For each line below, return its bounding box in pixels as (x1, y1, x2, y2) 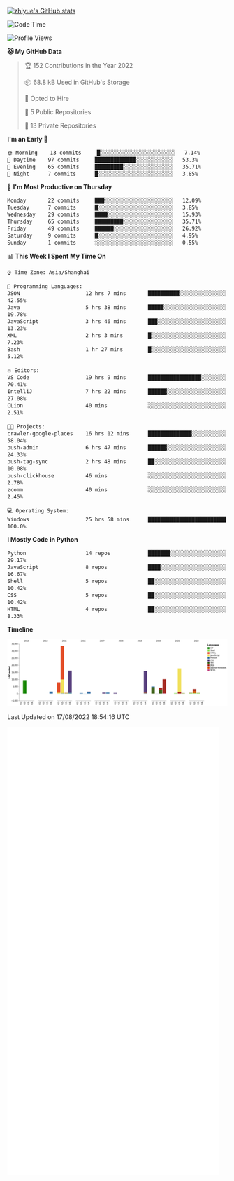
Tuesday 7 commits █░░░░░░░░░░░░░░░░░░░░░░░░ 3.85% (7, 204, 198, 211)
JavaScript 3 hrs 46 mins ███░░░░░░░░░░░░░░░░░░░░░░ (7, 318, 227, 325)
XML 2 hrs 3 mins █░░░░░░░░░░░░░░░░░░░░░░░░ (7, 332, 227, 339)
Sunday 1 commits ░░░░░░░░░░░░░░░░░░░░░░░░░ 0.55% (7, 239, 198, 246)
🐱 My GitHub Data (7, 48, 63, 55)
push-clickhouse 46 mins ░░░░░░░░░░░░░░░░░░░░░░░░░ (7, 472, 227, 479)
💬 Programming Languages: (7, 283, 82, 290)
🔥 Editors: (7, 367, 40, 374)
